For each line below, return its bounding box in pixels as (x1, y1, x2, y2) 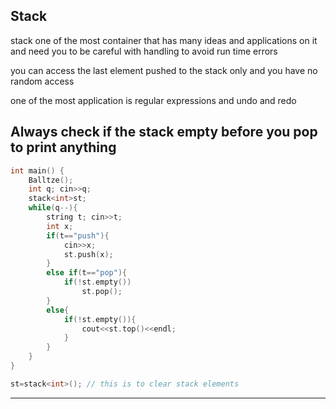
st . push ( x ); (63, 249, 114, 259)
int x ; (46, 221, 74, 231)
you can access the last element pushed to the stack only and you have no (10, 64, 318, 76)
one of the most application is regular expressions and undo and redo (10, 94, 297, 106)
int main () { (10, 165, 65, 176)
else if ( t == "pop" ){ (46, 268, 128, 278)
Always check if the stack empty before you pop (10, 124, 318, 141)
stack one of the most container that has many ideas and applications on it (10, 34, 318, 46)
